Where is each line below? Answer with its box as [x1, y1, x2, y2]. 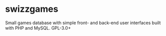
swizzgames [5, 3, 59, 15]
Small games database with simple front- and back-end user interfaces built [5, 20, 161, 26]
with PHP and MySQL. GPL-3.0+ [5, 25, 71, 31]
